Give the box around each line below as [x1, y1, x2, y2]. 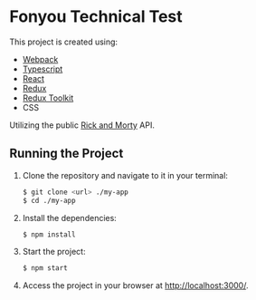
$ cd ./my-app [22, 196, 76, 205]
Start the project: [22, 247, 86, 257]
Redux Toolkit [22, 92, 74, 103]
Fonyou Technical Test [9, 6, 183, 27]
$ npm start [22, 264, 68, 273]
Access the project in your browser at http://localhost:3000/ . [22, 280, 249, 291]
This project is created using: [9, 36, 119, 47]
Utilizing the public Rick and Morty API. [9, 120, 156, 131]
